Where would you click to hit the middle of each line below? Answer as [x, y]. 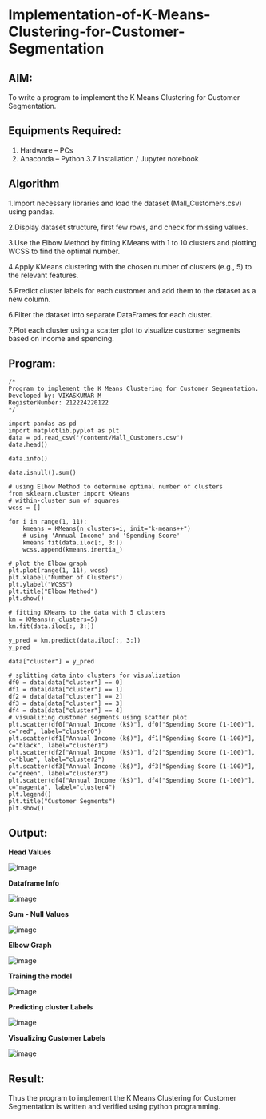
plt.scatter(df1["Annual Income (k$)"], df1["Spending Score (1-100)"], [132, 739]
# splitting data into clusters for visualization [94, 676]
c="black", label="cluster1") [59, 746]
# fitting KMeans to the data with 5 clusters [87, 613]
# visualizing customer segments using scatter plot [98, 718]
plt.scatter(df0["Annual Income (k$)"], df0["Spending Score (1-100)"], [132, 725]
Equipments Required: [65, 131]
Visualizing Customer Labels [57, 1038]
